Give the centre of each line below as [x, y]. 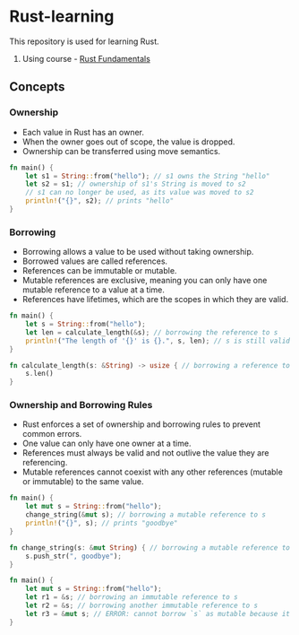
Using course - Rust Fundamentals [86, 58]
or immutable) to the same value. [83, 482]
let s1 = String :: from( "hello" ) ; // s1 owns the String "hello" [148, 176]
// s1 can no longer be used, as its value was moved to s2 [140, 193]
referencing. [45, 463]
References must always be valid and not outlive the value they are [145, 453]
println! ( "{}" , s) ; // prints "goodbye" [102, 523]
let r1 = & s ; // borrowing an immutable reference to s [132, 597]
